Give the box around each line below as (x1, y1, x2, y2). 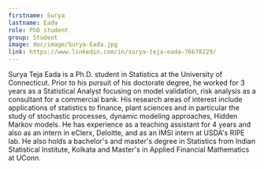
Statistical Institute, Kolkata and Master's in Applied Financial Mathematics (8, 145, 250, 154)
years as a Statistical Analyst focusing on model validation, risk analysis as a (8, 86, 256, 95)
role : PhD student (8, 26, 69, 34)
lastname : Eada (8, 19, 58, 27)
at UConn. (8, 153, 41, 162)
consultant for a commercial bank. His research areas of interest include (8, 95, 243, 104)
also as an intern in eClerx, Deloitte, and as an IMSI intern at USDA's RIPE (8, 128, 245, 138)
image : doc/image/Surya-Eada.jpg (8, 41, 118, 49)
